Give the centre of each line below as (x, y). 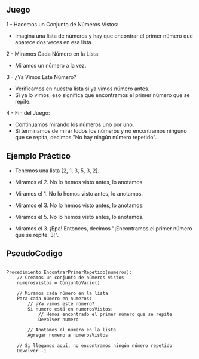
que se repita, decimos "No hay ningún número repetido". (86, 137)
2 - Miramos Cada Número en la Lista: (53, 54)
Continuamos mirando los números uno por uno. (74, 124)
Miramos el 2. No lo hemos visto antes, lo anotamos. (79, 182)
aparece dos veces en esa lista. (54, 42)
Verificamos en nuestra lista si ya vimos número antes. (82, 89)
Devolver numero (58, 320)
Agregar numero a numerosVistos (68, 335)
